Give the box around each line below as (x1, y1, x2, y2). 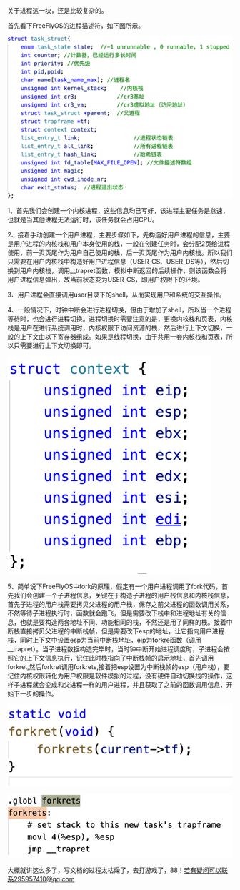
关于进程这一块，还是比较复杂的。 (7, 6, 108, 14)
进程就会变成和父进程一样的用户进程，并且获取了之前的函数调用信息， (19, 680, 226, 688)
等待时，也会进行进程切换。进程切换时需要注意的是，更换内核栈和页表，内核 (7, 314, 233, 323)
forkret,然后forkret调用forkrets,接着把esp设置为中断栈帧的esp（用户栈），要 (7, 662, 230, 671)
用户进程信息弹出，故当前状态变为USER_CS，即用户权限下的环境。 (7, 275, 204, 284)
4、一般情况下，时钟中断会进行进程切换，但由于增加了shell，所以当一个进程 (7, 305, 232, 314)
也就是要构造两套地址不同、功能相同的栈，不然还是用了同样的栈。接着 (19, 618, 226, 626)
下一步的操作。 (13, 689, 58, 698)
